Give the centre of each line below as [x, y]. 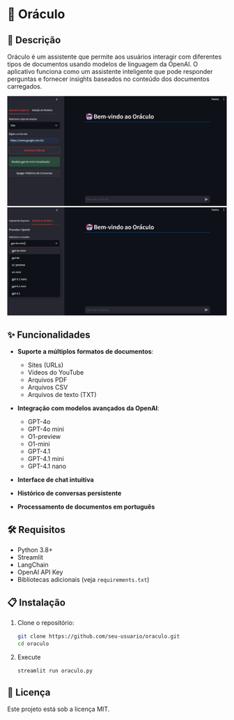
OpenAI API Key [40, 572]
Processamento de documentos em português [86, 507]
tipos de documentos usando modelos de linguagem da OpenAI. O [103, 64]
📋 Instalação [37, 602]
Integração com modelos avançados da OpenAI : [88, 408]
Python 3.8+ [35, 550]
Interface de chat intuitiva [55, 480]
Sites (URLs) [46, 365]
